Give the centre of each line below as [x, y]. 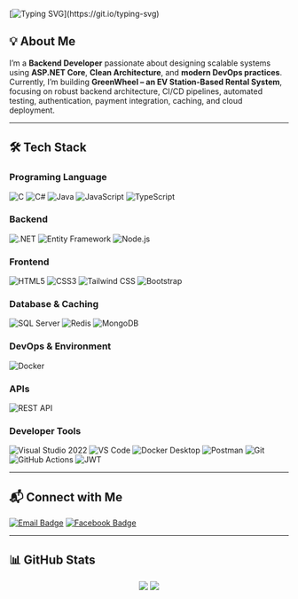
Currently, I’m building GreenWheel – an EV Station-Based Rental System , [145, 82]
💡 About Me [43, 41]
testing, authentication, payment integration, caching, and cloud [126, 100]
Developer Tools [45, 430]
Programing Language [58, 177]
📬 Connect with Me [66, 497]
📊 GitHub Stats [52, 560]
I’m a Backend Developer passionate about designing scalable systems [140, 63]
